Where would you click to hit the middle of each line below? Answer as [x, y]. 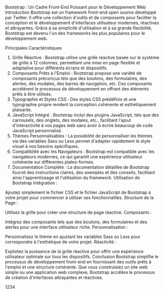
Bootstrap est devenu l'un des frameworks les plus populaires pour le [75, 33]
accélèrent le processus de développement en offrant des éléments [81, 89]
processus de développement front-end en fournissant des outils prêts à [78, 262]
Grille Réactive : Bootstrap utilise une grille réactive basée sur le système [86, 58]
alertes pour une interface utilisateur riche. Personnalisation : [67, 227]
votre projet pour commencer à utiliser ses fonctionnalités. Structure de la [80, 198]
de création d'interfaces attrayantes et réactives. [54, 278]
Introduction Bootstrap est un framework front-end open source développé [81, 12]
